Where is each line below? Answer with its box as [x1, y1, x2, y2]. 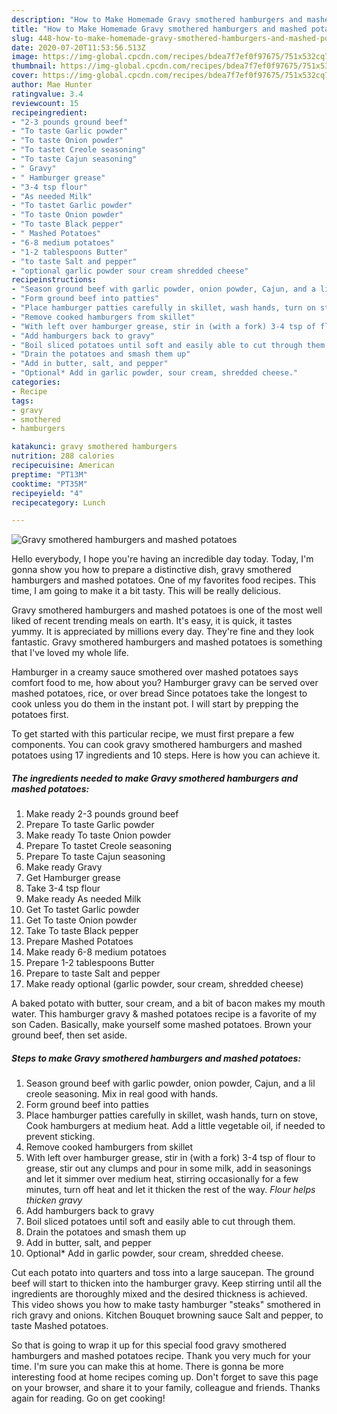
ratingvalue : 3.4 [11, 89, 84, 99]
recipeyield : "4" [11, 488, 84, 498]
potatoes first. [11, 709, 69, 721]
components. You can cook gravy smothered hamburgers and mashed [11, 739, 303, 751]
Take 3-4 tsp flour [25, 882, 101, 895]
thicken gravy [25, 1194, 83, 1206]
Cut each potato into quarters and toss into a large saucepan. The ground [11, 1267, 314, 1279]
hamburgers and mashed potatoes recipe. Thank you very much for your [11, 1350, 311, 1362]
